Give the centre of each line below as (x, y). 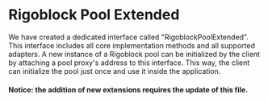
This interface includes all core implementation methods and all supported (132, 45)
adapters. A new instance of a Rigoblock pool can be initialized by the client (134, 54)
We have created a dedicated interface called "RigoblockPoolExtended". (128, 37)
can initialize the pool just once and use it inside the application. (115, 71)
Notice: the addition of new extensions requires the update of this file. (128, 89)
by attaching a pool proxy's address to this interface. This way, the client (129, 63)
